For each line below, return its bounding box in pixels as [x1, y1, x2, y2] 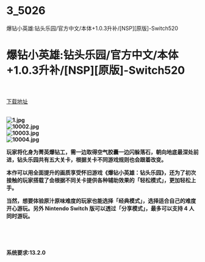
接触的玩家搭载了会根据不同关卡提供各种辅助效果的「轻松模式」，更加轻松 [6, 176, 191, 183]
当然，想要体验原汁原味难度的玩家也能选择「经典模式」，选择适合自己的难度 [6, 197, 196, 204]
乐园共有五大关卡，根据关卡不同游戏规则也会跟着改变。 [27, 156, 167, 163]
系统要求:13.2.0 [6, 249, 46, 256]
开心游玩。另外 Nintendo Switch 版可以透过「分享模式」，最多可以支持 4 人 [6, 205, 195, 212]
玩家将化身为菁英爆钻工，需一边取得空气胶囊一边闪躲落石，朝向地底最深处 [6, 148, 193, 155]
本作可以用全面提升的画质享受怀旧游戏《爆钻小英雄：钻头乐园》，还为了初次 [6, 169, 196, 176]
